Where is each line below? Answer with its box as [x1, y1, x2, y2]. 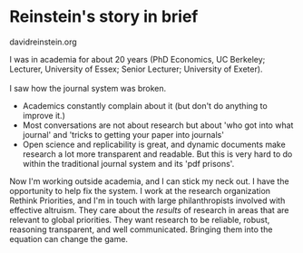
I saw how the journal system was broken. [9, 83, 167, 93]
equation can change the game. [9, 233, 129, 244]
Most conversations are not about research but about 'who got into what [22, 120, 294, 131]
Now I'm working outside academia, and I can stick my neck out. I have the [9, 175, 289, 187]
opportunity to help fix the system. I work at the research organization [9, 185, 270, 196]
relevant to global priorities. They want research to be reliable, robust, [9, 214, 270, 225]
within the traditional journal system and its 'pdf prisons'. [22, 158, 235, 169]
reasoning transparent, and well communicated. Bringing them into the [9, 224, 273, 235]
